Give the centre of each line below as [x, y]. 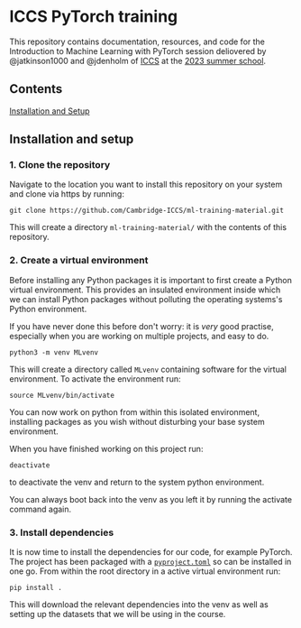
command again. [41, 509]
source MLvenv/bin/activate [62, 395]
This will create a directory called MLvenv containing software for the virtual [148, 369]
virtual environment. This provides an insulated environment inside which [145, 290]
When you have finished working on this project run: [106, 448]
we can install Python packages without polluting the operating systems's [146, 299]
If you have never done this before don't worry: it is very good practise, [141, 326]
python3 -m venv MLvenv [54, 352]
